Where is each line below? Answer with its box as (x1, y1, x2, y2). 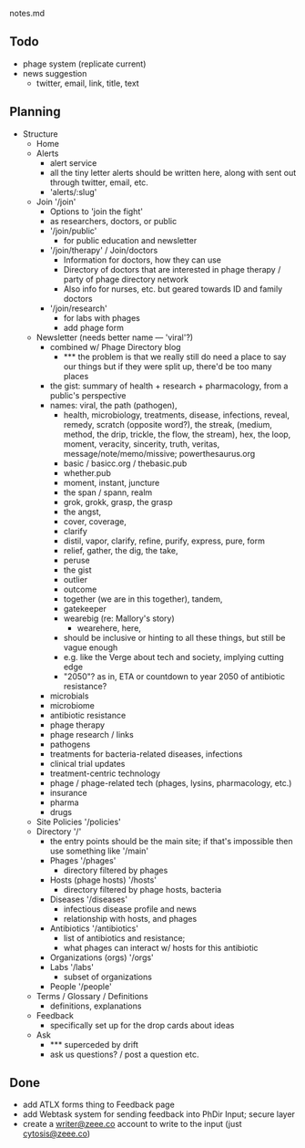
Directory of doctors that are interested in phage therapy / (63, 264, 281, 274)
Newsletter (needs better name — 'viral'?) (36, 332, 194, 343)
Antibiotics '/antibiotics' (49, 923, 139, 934)
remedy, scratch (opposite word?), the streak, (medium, (63, 419, 273, 429)
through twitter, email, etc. (49, 177, 148, 188)
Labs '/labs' (49, 961, 94, 972)
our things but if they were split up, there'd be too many (63, 360, 272, 372)
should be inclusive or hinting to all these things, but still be (63, 632, 286, 643)
